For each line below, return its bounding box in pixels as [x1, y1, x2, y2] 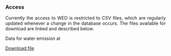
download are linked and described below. [5, 26, 94, 32]
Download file [5, 45, 35, 51]
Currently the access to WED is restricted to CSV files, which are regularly [5, 15, 166, 21]
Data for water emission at [5, 35, 61, 41]
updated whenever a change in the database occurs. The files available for [5, 20, 166, 26]
